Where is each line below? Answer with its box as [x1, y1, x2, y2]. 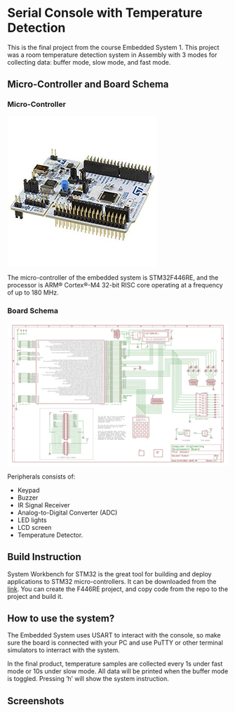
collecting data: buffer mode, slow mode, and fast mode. [7, 58, 171, 66]
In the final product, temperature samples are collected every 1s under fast [7, 659, 223, 668]
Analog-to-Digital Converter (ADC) [17, 508, 118, 517]
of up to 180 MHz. [7, 288, 60, 297]
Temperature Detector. [17, 531, 83, 539]
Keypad [17, 486, 40, 494]
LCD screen [17, 523, 52, 531]
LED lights [17, 515, 47, 524]
